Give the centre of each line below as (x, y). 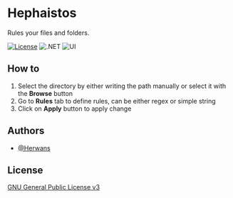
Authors (26, 131)
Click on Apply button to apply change (74, 109)
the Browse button (45, 93)
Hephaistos (42, 13)
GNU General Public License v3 (54, 187)
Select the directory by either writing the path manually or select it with (122, 86)
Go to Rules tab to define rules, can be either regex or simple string (116, 101)
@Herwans (34, 148)
